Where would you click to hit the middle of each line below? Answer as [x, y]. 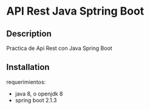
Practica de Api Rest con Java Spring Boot [59, 48]
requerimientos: [26, 82]
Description [29, 34]
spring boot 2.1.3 [36, 100]
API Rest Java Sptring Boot [75, 11]
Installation [28, 67]
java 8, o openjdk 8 [39, 94]
